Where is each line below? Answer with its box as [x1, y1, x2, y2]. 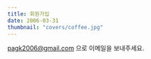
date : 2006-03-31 [7, 17, 59, 24]
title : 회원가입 [7, 10, 50, 18]
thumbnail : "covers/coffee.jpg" [7, 23, 103, 31]
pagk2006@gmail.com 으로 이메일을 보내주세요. [7, 44, 145, 53]
